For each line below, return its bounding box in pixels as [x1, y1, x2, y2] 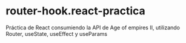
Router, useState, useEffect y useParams [5, 30, 107, 37]
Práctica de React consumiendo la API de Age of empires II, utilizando [5, 24, 180, 31]
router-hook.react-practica [5, 4, 146, 18]
